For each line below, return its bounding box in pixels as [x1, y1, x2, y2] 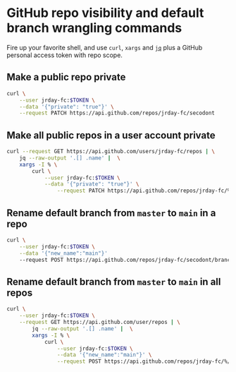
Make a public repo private [6, 71, 126, 83]
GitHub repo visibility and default [6, 5, 204, 21]
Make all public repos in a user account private [6, 129, 216, 141]
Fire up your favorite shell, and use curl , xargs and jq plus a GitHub [6, 43, 203, 52]
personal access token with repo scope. [6, 51, 123, 59]
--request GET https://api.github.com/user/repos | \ [19, 319, 180, 326]
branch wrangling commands [6, 20, 182, 36]
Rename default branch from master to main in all [6, 275, 221, 287]
